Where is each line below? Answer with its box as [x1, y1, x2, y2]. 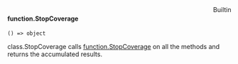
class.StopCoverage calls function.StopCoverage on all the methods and [7, 43, 220, 51]
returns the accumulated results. [7, 50, 103, 58]
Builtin [212, 6, 232, 14]
